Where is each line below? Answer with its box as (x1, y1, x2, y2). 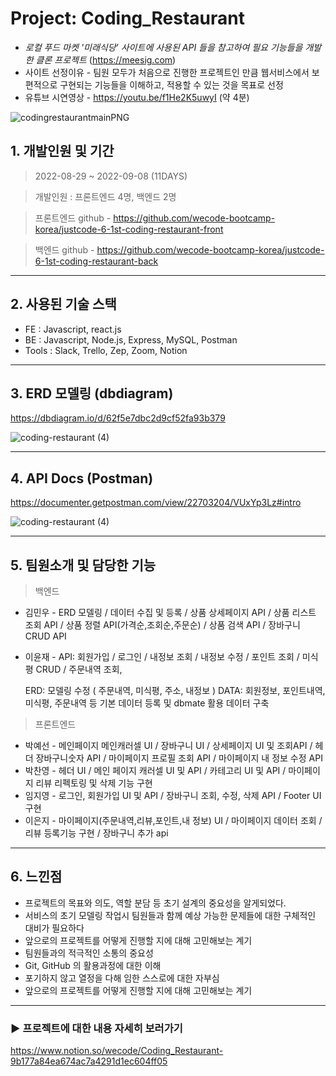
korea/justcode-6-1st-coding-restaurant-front (34, 223, 224, 235)
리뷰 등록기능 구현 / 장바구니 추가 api (24, 827, 169, 839)
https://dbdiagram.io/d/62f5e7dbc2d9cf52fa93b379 (10, 412, 226, 424)
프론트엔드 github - (34, 212, 112, 224)
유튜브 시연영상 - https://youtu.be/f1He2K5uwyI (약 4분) (24, 91, 250, 103)
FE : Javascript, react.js (24, 323, 122, 335)
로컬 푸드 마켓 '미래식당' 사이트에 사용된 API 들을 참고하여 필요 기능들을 (24, 41, 303, 53)
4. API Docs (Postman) (10, 470, 154, 487)
